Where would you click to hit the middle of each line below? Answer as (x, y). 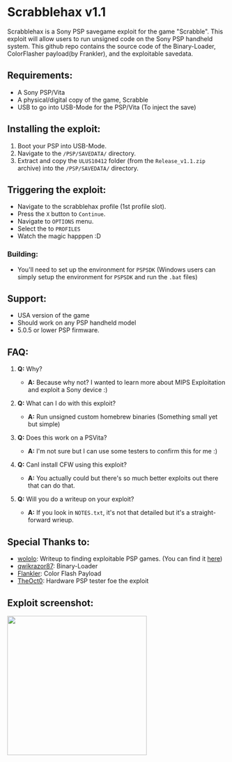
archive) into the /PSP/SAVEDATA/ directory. (78, 168)
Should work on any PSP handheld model (77, 323)
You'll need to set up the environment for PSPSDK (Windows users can (116, 270)
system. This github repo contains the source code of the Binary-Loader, (111, 46)
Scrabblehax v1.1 (56, 12)
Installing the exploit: (54, 129)
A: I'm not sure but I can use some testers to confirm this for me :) (123, 451)
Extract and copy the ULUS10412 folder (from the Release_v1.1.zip (111, 160)
